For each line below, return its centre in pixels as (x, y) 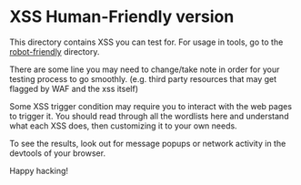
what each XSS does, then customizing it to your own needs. (124, 126)
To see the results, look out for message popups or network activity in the (148, 143)
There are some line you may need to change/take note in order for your (145, 69)
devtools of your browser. (58, 153)
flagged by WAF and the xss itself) (74, 88)
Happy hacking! (39, 170)
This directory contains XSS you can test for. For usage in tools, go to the (146, 42)
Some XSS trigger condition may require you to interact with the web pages (151, 106)
